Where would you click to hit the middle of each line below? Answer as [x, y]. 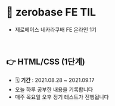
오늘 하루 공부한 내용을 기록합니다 [54, 89]
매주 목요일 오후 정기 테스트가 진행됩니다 [62, 97]
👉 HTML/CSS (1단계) [46, 62]
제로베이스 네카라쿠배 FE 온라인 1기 [56, 29]
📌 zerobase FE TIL [51, 12]
